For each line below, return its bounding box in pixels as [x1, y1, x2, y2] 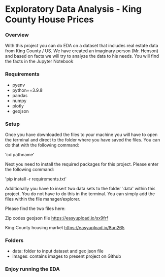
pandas [12, 92, 28, 98]
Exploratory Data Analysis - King [5, 3, 142, 15]
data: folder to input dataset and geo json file [12, 248, 104, 254]
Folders [5, 237, 24, 243]
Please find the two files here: [5, 206, 66, 211]
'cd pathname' [5, 152, 34, 158]
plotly [12, 103, 24, 109]
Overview [5, 32, 29, 38]
